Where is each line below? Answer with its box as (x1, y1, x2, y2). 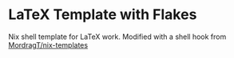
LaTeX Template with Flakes (8, 6, 197, 24)
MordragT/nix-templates (8, 40, 89, 49)
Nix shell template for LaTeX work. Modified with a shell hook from (8, 32, 227, 41)
